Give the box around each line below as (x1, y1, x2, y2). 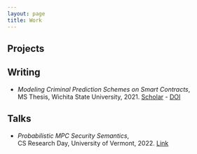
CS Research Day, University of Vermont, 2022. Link (17, 139, 169, 147)
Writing (7, 66, 41, 78)
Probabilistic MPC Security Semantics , (17, 131, 130, 140)
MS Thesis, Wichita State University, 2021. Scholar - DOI (17, 92, 181, 101)
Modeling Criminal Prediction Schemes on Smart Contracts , (17, 85, 191, 93)
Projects (7, 43, 45, 55)
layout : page (7, 10, 46, 17)
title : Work (7, 17, 42, 24)
